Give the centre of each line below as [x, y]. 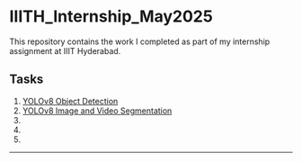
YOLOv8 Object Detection [70, 101]
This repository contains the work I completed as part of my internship [140, 41]
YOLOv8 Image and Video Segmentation [97, 111]
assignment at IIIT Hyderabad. [65, 50]
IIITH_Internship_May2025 [111, 17]
